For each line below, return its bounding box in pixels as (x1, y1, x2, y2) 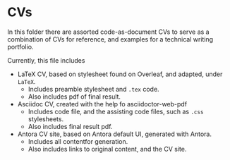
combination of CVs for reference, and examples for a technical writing (7, 35, 214, 43)
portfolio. (7, 42, 34, 51)
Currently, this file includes (7, 56, 85, 64)
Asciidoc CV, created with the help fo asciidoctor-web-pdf (17, 99, 188, 108)
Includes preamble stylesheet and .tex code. (28, 85, 160, 93)
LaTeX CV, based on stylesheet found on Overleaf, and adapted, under (17, 70, 223, 78)
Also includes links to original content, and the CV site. (28, 144, 187, 153)
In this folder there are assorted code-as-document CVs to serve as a (7, 27, 210, 36)
